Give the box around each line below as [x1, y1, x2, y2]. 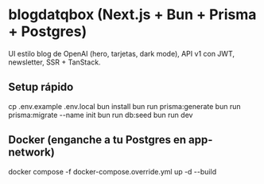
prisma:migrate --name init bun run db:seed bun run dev [8, 110, 193, 119]
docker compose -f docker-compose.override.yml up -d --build [8, 166, 217, 176]
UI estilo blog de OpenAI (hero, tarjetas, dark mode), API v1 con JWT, [8, 49, 235, 58]
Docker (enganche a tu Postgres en [8, 133, 187, 147]
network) [8, 146, 56, 159]
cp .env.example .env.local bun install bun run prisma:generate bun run [8, 101, 241, 111]
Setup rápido [8, 80, 74, 94]
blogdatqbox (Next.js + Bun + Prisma [8, 6, 257, 24]
